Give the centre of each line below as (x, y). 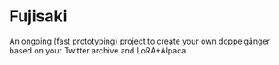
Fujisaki (38, 16)
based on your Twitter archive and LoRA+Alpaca (98, 50)
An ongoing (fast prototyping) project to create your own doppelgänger (140, 41)
